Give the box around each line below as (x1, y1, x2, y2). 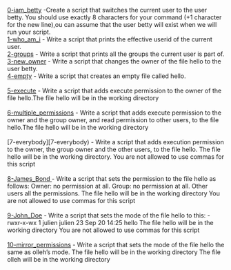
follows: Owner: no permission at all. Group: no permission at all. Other (7, 182, 208, 190)
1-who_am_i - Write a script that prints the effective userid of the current (7, 35, 212, 44)
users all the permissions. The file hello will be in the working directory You (7, 189, 221, 197)
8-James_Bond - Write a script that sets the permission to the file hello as (7, 175, 217, 182)
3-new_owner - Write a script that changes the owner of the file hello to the (7, 57, 222, 65)
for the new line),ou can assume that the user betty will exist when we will (7, 21, 217, 28)
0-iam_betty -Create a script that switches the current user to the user (7, 6, 208, 14)
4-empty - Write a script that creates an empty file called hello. (7, 72, 186, 80)
